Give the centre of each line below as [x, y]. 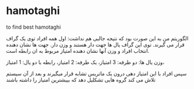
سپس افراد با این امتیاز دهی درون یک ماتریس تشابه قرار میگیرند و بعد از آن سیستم [96, 73]
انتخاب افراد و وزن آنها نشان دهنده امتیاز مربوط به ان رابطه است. [78, 50]
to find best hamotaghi [34, 27]
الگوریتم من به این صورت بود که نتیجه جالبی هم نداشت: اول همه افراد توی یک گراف [97, 38]
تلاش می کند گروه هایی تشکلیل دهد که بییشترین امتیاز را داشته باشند [81, 80]
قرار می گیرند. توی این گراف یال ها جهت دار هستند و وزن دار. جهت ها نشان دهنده [96, 44]
